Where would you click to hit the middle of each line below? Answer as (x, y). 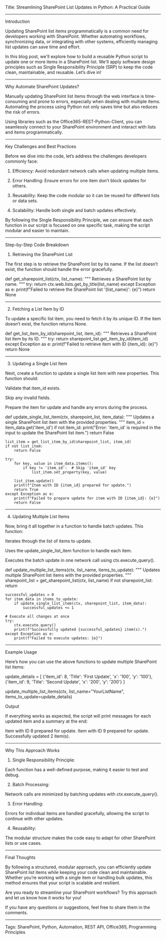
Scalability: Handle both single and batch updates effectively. (75, 210)
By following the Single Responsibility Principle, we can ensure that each (79, 220)
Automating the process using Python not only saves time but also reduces (82, 107)
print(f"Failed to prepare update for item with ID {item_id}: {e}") (87, 498)
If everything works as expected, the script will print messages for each (78, 716)
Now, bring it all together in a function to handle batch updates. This (74, 526)
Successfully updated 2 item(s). (38, 736)
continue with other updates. (34, 819)
